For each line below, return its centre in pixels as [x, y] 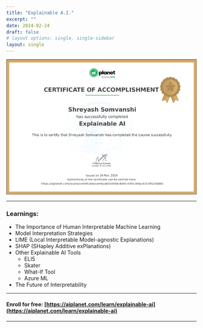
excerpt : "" [21, 19]
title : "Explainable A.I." [40, 13]
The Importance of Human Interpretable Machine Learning [88, 227]
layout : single [25, 45]
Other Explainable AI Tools [48, 253]
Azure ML [36, 278]
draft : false [23, 32]
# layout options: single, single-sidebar [60, 38]
